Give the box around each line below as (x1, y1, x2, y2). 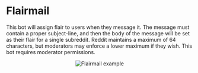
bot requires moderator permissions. (6, 48, 96, 55)
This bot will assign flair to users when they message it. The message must (6, 24, 190, 31)
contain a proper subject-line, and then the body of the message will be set (6, 29, 190, 36)
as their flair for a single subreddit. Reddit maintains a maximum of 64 (6, 36, 176, 43)
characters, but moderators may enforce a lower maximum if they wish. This (6, 42, 193, 49)
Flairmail (6, 4, 50, 18)
